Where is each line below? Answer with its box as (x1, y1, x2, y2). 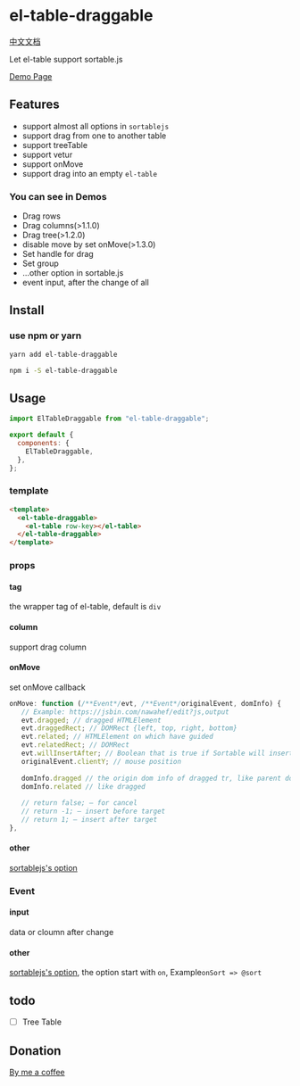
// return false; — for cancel (21, 799, 138, 808)
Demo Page (9, 70, 53, 81)
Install (9, 303, 45, 318)
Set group (21, 258, 60, 269)
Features (9, 97, 60, 112)
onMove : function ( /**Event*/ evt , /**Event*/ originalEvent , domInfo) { (9, 699, 281, 708)
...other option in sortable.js (21, 268, 124, 278)
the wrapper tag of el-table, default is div (9, 601, 162, 612)
